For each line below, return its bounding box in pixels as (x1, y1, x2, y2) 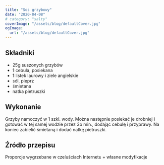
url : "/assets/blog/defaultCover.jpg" (9, 30, 90, 35)
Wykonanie (5, 103, 41, 111)
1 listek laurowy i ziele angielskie (12, 73, 79, 79)
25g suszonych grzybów (12, 62, 63, 68)
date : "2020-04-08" (5, 12, 46, 17)
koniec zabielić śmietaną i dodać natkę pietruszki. (5, 126, 107, 132)
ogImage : (5, 26, 23, 31)
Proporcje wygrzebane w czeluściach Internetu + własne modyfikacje (5, 154, 148, 160)
